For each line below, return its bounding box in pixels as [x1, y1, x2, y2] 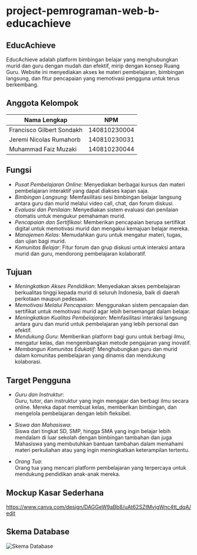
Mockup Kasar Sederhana [6, 488, 104, 498]
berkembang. [6, 81, 39, 88]
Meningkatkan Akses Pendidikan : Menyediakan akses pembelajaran [14, 283, 180, 290]
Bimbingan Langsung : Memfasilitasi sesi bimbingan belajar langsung [14, 193, 182, 201]
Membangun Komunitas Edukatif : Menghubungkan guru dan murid [14, 346, 178, 353]
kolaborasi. [14, 358, 42, 365]
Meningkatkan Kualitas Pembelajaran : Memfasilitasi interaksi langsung [14, 314, 187, 321]
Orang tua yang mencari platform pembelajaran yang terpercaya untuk [14, 464, 187, 472]
